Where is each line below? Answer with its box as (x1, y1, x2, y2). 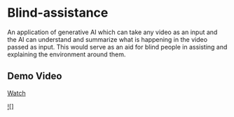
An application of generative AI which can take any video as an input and (7, 28, 218, 36)
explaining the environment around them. (7, 50, 126, 58)
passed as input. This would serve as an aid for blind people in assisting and (7, 42, 228, 51)
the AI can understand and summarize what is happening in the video (7, 35, 208, 43)
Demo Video (7, 70, 62, 82)
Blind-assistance (7, 5, 109, 21)
